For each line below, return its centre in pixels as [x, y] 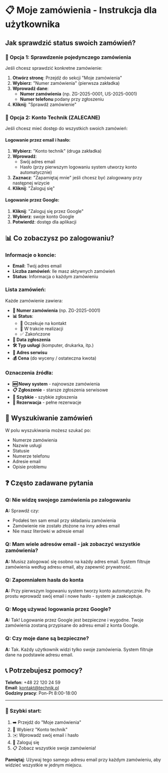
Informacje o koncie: [31, 255]
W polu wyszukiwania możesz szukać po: [48, 430]
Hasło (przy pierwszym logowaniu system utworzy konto [78, 167]
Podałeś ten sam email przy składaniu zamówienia [64, 520]
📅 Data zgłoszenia [31, 340]
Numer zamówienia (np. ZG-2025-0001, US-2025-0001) [78, 93]
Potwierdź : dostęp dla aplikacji [44, 222]
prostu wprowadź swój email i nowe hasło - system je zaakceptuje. [74, 596]
